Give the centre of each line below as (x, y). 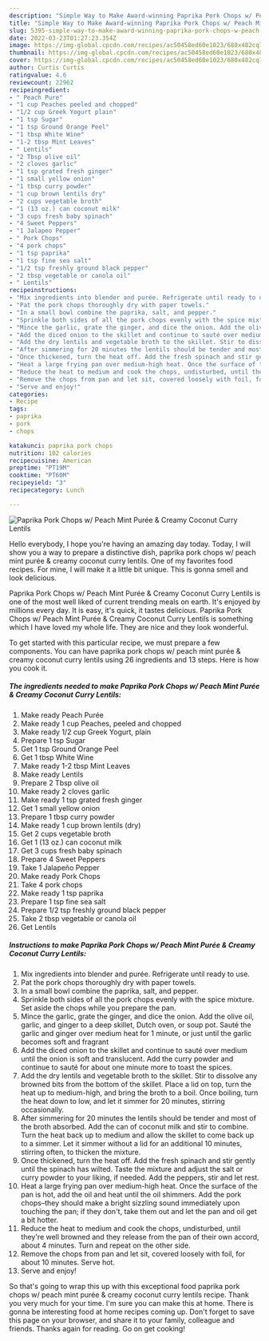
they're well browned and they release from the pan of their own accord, (140, 1236)
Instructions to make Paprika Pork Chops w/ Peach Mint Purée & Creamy (133, 945)
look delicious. (33, 578)
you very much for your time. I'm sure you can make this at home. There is (131, 1303)
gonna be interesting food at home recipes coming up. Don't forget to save (132, 1311)
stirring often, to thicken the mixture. (81, 1152)
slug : (18, 30)
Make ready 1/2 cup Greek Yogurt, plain (86, 732)
